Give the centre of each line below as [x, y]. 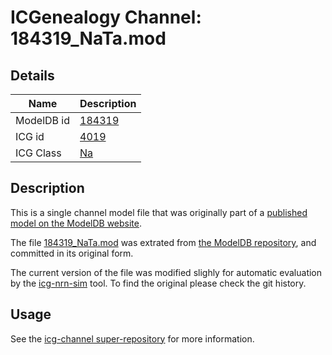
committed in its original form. [72, 253]
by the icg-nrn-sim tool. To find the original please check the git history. [158, 283]
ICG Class [38, 153]
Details [32, 75]
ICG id [30, 136]
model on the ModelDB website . [76, 223]
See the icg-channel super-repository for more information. [132, 338]
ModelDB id [43, 120]
